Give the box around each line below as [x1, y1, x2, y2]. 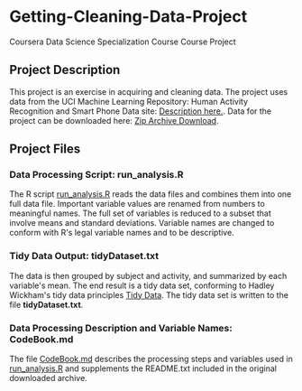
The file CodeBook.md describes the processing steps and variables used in [9, 354, 293, 365]
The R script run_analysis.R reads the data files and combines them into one [9, 189, 292, 200]
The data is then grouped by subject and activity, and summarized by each [9, 270, 288, 281]
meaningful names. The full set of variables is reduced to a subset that [9, 208, 272, 219]
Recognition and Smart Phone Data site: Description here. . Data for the [9, 106, 272, 116]
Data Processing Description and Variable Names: [9, 321, 233, 334]
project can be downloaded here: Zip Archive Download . [9, 115, 219, 126]
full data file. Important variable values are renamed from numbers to [9, 199, 266, 209]
